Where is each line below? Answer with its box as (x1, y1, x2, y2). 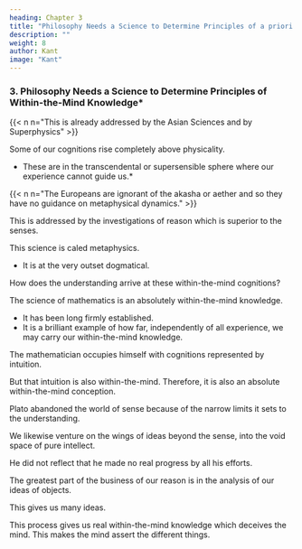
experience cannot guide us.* (22, 171, 134, 181)
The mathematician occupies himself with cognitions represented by (9, 349, 265, 360)
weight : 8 (9, 38, 47, 48)
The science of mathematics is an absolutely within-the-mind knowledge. (9, 295, 283, 306)
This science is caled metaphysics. (9, 243, 140, 254)
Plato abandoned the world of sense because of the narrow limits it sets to (9, 404, 287, 414)
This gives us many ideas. (9, 502, 107, 513)
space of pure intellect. (9, 440, 96, 451)
